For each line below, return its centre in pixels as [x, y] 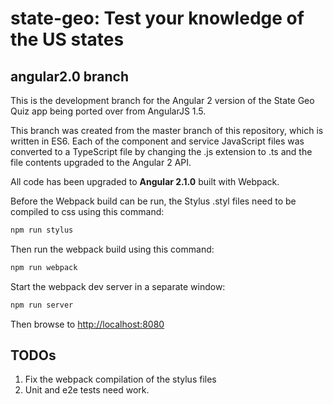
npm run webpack [44, 267]
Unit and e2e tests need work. [87, 390]
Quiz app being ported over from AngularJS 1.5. [108, 111]
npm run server [42, 305]
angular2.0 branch [69, 76]
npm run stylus [42, 230]
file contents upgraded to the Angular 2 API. [101, 162]
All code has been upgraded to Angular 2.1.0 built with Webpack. [145, 181]
